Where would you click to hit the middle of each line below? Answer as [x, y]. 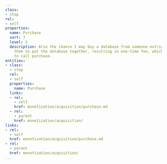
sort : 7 [18, 38]
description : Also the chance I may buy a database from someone [79, 47]
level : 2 [19, 42]
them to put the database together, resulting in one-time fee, [82, 51]
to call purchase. [33, 56]
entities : [15, 61]
